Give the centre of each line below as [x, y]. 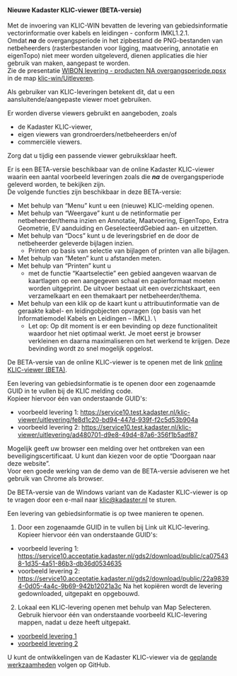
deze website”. [29, 464]
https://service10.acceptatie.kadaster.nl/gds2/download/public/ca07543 [123, 556]
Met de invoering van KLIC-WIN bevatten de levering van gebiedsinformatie [118, 25]
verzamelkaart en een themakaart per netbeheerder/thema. [115, 296]
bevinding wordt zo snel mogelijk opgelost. [91, 349]
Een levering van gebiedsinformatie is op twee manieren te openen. [106, 514]
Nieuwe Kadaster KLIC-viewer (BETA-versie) [75, 10]
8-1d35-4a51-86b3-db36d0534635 [70, 563]
